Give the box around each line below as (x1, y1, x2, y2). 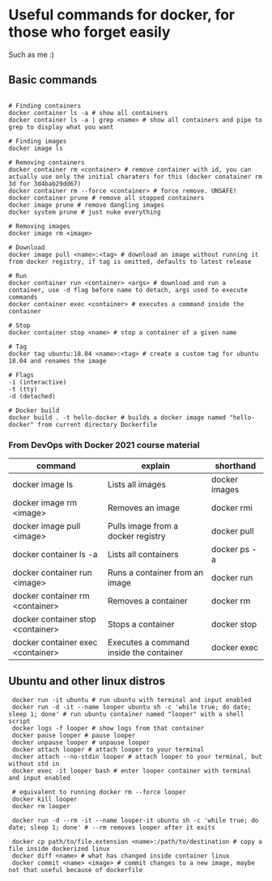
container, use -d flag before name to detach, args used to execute (8, 286, 249, 294)
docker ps (211, 544, 249, 555)
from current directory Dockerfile (37, 420, 158, 428)
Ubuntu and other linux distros (8, 675, 166, 688)
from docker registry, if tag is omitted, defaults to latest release (8, 257, 252, 266)
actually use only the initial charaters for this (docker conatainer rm (8, 172, 263, 181)
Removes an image (108, 502, 181, 513)
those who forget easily (8, 23, 171, 41)
